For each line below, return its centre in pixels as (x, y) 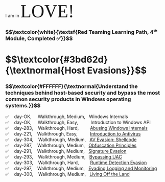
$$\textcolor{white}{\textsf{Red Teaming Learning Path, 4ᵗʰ (81, 32)
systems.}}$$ (23, 106)
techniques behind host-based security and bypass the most (82, 93)
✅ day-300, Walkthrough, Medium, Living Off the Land (68, 174)
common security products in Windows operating (68, 99)
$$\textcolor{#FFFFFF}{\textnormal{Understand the (72, 86)
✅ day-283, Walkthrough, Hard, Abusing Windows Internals (77, 128)
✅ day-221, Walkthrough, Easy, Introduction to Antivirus (73, 134)
